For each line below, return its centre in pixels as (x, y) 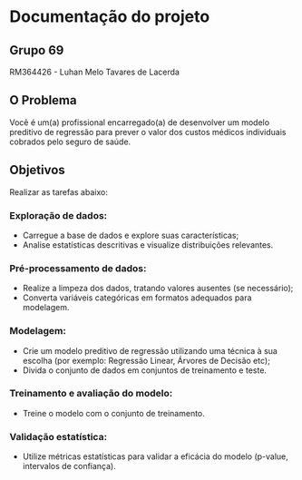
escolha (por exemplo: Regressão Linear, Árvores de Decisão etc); (146, 360)
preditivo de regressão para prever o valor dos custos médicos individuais (148, 132)
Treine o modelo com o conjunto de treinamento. (114, 413)
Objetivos (37, 170)
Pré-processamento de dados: (78, 268)
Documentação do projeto (110, 17)
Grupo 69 (37, 50)
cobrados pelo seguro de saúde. (70, 142)
